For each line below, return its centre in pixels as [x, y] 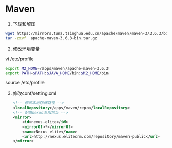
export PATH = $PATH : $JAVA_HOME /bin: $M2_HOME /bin [57, 73]
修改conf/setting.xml [34, 93]
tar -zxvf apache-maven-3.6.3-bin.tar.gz [51, 38]
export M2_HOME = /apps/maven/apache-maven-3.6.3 [57, 68]
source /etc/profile [25, 83]
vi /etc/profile [20, 59]
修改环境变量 [26, 49]
